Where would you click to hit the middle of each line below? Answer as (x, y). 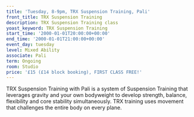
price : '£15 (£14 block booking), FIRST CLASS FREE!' (74, 72)
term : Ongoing (24, 61)
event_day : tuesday (30, 45)
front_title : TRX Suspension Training (54, 17)
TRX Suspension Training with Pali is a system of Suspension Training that (97, 89)
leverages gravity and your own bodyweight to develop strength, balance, (97, 95)
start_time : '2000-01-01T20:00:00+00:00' (58, 34)
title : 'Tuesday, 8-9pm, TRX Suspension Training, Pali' (78, 12)
